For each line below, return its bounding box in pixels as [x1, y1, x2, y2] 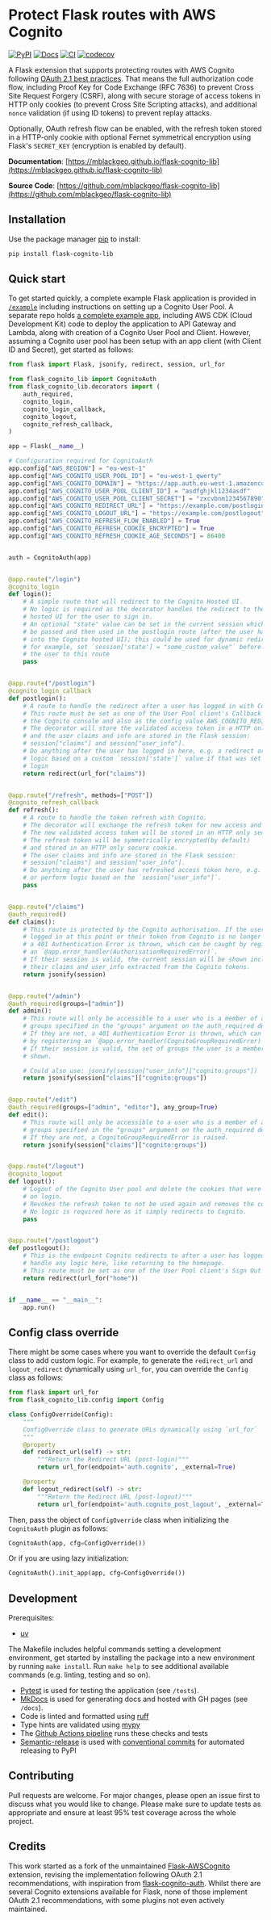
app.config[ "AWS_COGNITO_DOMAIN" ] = [8, 479, 131, 488]
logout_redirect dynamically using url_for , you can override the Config [8, 1365, 248, 1374]
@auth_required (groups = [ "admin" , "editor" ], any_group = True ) [8, 1104, 219, 1112]
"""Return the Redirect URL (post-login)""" [37, 1456, 190, 1464]
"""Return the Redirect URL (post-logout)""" [37, 1492, 194, 1501]
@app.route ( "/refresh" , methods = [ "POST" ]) [8, 791, 153, 799]
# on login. [23, 1193, 63, 1201]
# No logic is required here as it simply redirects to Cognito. [23, 1207, 248, 1216]
